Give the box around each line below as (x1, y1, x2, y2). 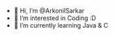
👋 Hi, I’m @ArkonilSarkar (13, 7, 85, 15)
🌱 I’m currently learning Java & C (13, 21, 109, 29)
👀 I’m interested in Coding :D (13, 14, 96, 22)
